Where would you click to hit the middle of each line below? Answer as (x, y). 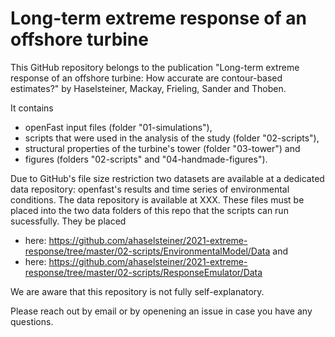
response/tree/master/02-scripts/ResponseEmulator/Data (143, 272)
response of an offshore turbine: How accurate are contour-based (146, 78)
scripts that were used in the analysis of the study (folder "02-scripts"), (172, 138)
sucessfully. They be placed (68, 221)
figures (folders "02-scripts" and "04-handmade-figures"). (146, 159)
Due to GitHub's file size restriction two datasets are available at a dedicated (167, 178)
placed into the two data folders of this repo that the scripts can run (149, 210)
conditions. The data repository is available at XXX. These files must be (157, 199)
